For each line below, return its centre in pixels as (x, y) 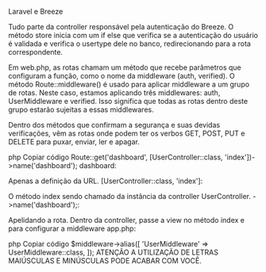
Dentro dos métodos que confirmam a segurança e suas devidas (114, 125)
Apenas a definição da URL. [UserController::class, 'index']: (106, 181)
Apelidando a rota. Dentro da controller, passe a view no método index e (126, 220)
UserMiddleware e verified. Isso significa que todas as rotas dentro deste (128, 101)
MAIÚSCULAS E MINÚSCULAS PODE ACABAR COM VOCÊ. (105, 261)
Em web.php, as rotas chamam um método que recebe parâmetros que (125, 67)
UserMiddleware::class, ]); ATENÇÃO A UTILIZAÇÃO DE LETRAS (113, 252)
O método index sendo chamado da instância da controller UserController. (130, 196)
